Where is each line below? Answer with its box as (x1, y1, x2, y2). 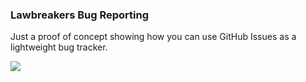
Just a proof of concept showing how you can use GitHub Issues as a (10, 31, 297, 43)
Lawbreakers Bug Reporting (10, 8, 149, 22)
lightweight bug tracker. (10, 41, 108, 53)
